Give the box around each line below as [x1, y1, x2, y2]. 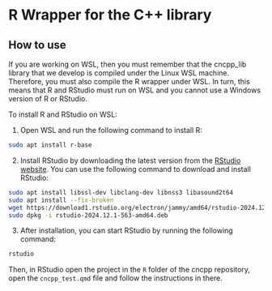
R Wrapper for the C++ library [8, 6, 212, 24]
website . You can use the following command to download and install [19, 164, 251, 173]
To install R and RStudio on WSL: [8, 109, 117, 119]
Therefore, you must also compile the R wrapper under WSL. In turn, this [8, 77, 251, 86]
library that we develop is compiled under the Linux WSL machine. [8, 68, 230, 78]
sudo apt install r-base [8, 141, 92, 149]
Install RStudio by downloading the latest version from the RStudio [19, 156, 241, 165]
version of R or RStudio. [8, 94, 87, 103]
